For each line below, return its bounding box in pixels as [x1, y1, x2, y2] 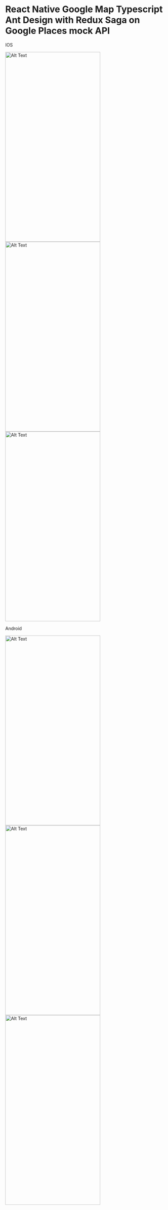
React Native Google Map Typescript [5, 4, 163, 15]
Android [5, 625, 22, 631]
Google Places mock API [5, 25, 110, 36]
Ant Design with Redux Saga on [5, 14, 140, 26]
